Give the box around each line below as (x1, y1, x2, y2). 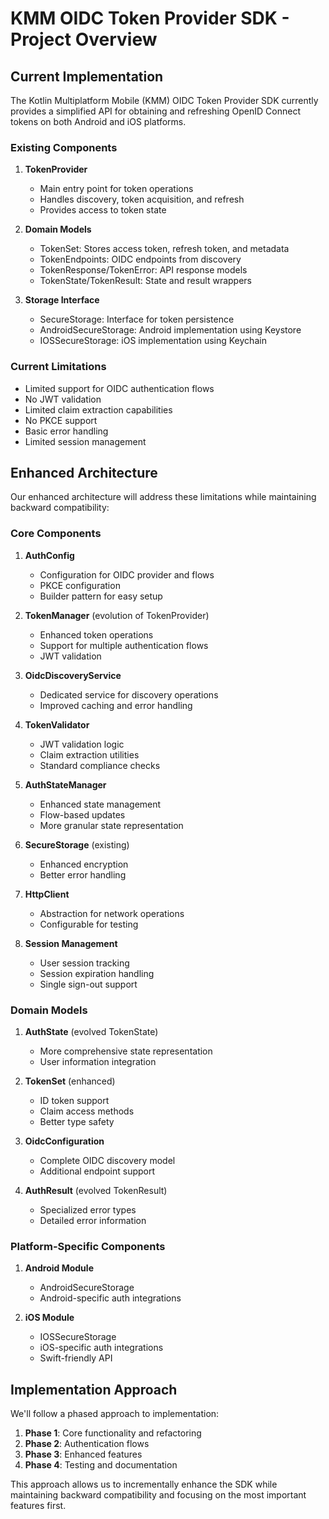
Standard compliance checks (39, 759, 161, 771)
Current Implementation (10, 68, 164, 85)
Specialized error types (39, 1204, 137, 1216)
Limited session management (24, 435, 147, 447)
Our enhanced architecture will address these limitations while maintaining (10, 491, 317, 503)
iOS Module (24, 1312, 75, 1324)
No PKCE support (24, 414, 98, 426)
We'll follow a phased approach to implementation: (10, 1408, 220, 1420)
